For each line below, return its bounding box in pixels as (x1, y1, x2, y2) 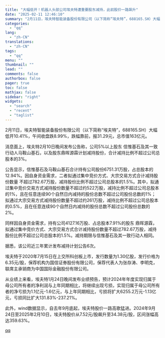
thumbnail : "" (5, 62, 34, 67)
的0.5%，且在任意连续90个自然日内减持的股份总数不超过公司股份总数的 (5, 203, 150, 209)
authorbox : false (5, 76, 41, 81)
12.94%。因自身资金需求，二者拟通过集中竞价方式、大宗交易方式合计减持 (5, 172, 154, 178)
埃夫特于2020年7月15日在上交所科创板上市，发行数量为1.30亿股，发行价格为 (5, 253, 160, 259)
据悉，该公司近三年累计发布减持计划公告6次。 (5, 243, 98, 249)
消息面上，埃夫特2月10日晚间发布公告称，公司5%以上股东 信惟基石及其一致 (5, 144, 158, 150)
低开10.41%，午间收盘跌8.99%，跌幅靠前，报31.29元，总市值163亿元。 (5, 133, 150, 139)
